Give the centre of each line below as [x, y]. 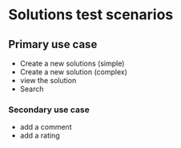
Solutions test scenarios [91, 15]
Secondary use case [49, 110]
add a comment [46, 127]
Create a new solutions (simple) [72, 63]
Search [32, 89]
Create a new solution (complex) [74, 72]
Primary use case [53, 44]
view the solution [48, 80]
